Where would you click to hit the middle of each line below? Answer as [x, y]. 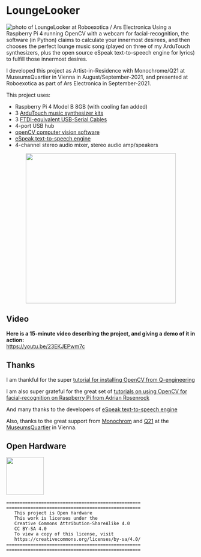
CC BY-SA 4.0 [30, 529]
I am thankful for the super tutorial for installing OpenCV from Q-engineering [100, 379]
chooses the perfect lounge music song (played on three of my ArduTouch [98, 46]
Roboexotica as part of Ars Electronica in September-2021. [79, 83]
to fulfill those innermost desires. [47, 59]
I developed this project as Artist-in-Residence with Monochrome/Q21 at [95, 70]
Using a [162, 27]
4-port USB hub [34, 125]
